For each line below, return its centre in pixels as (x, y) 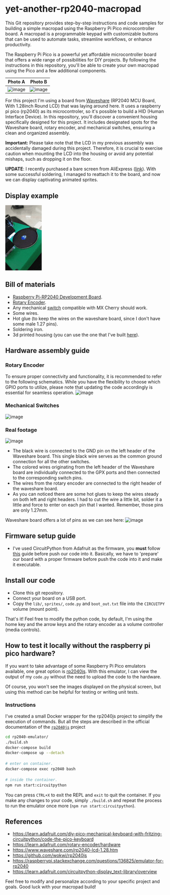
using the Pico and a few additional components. (56, 70)
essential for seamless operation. (40, 393)
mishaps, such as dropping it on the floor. (49, 159)
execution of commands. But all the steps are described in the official (78, 721)
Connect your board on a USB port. (49, 598)
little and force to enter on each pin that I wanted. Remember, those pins (88, 505)
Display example (32, 196)
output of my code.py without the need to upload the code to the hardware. (83, 676)
